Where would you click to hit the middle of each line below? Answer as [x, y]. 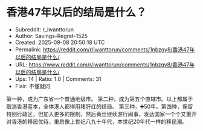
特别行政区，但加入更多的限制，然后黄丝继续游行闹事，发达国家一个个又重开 [101, 114]
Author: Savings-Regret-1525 [51, 36]
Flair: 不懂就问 [32, 86]
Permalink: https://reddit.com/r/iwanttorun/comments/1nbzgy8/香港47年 [105, 50]
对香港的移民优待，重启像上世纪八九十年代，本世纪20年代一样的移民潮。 [97, 121]
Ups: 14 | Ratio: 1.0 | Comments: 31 [58, 78]
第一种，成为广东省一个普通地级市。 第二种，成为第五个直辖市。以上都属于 [100, 99]
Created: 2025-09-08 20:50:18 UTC [60, 42]
